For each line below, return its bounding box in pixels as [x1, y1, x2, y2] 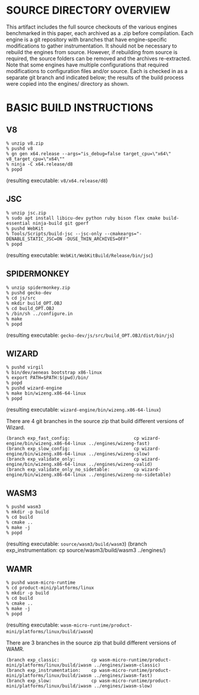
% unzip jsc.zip [6, 209, 46, 216]
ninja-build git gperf [32, 220, 89, 226]
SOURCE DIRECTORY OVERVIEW [6, 4, 171, 17]
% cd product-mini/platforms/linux [6, 585, 94, 591]
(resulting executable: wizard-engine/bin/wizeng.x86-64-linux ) [6, 406, 162, 414]
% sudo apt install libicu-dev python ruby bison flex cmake [6, 215, 161, 221]
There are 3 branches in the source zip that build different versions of [6, 639, 176, 646]
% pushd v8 [6, 145, 33, 152]
